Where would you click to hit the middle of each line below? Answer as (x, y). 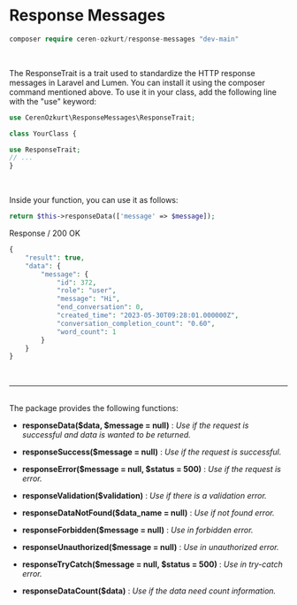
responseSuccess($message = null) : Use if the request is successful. (152, 452)
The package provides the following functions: (94, 408)
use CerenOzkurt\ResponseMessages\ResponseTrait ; (103, 117)
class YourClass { (43, 134)
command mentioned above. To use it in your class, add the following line (143, 92)
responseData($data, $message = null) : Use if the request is (135, 425)
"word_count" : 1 (86, 332)
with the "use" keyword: (53, 101)
